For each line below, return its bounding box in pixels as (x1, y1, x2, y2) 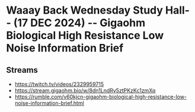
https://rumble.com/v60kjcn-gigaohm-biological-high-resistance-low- (14, 93, 187, 100)
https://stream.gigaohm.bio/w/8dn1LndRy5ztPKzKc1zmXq (14, 87, 156, 94)
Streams (6, 65, 39, 75)
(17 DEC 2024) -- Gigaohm (13, 16, 146, 30)
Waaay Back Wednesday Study (6, 4, 163, 17)
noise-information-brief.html (14, 100, 84, 107)
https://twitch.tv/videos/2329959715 (14, 81, 104, 88)
